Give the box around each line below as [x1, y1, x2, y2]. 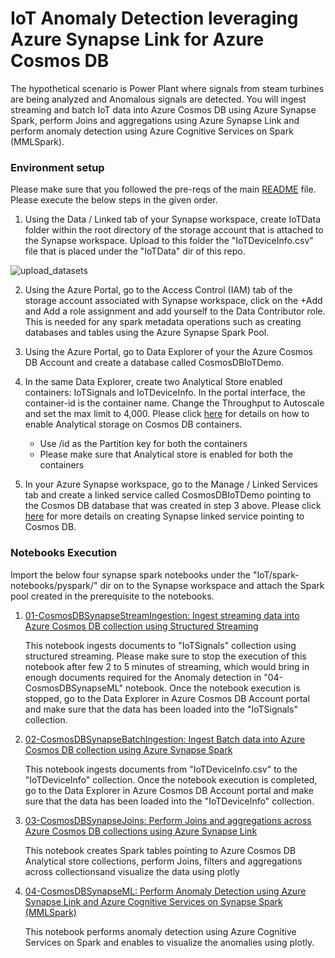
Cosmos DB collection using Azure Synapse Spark [24, 743, 233, 756]
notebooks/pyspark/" [10, 579, 98, 591]
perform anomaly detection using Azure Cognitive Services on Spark [10, 125, 294, 137]
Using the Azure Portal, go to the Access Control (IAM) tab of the [24, 284, 293, 296]
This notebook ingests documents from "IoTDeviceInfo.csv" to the [24, 763, 298, 775]
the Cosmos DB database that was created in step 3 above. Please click [24, 500, 322, 512]
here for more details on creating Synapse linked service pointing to [24, 510, 305, 522]
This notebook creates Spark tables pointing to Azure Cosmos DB [24, 844, 297, 856]
